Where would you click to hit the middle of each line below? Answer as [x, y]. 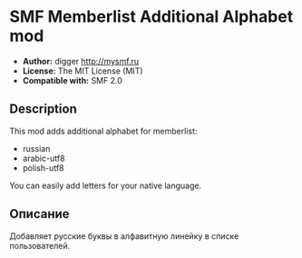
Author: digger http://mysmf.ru [80, 61]
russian [36, 148]
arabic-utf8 [44, 158]
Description [43, 109]
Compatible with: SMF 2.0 [72, 80]
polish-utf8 [44, 168]
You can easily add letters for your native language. [106, 185]
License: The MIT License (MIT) [83, 71]
